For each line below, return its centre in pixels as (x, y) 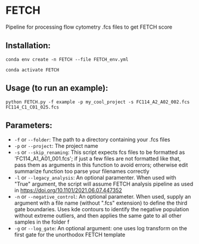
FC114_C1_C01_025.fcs (32, 107)
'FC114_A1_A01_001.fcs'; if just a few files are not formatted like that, (97, 159)
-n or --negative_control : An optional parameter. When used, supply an (102, 197)
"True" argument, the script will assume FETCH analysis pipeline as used (104, 184)
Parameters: (29, 125)
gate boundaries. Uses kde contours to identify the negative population (102, 209)
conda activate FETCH (32, 70)
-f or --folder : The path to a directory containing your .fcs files (92, 140)
